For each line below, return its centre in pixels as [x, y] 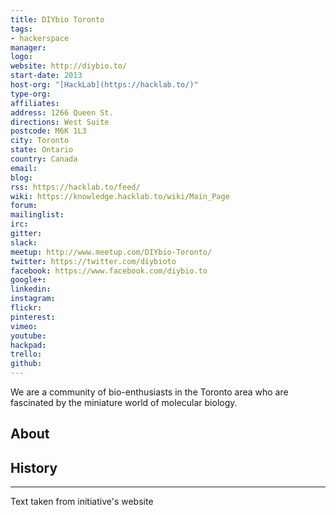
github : [26, 364]
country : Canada [44, 159]
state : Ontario [42, 150]
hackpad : [28, 345]
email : [24, 168]
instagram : [33, 299]
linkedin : [31, 289]
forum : [24, 206]
